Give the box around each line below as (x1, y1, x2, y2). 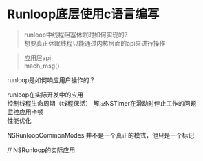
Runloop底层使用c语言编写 (7, 6, 160, 22)
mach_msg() (23, 61, 60, 70)
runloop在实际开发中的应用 (7, 91, 84, 99)
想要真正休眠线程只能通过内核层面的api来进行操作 (23, 39, 166, 47)
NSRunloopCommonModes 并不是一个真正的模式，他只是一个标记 (7, 131, 195, 139)
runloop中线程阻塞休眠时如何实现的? (23, 30, 128, 39)
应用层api (23, 53, 52, 62)
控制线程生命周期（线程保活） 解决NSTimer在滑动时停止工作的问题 (7, 99, 197, 107)
